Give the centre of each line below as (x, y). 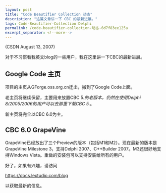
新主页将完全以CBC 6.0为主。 (35, 114)
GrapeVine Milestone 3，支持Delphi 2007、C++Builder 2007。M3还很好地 (81, 148)
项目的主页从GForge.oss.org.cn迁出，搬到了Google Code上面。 (70, 87)
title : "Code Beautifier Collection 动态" (49, 14)
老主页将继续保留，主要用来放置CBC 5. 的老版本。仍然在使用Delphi (73, 97)
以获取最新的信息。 (25, 186)
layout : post (19, 10)
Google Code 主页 (33, 74)
